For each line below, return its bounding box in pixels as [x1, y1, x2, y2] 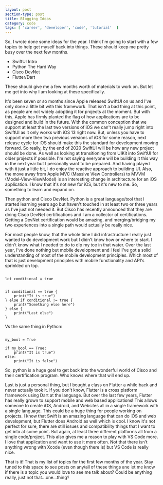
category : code [5, 21, 36, 26]
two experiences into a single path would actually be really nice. [5, 222, 134, 228]
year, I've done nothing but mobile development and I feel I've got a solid [5, 247, 151, 253]
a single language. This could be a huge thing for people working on [5, 408, 142, 414]
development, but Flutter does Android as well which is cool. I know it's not [5, 419, 156, 424]
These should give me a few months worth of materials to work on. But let [5, 84, 153, 89]
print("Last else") [14, 311, 54, 316]
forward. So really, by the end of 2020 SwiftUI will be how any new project [5, 145, 154, 151]
